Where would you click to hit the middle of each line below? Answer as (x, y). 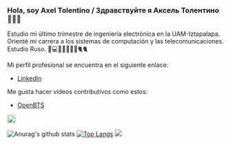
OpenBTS (31, 105)
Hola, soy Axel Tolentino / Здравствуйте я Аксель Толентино (113, 10)
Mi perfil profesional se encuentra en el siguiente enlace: (88, 65)
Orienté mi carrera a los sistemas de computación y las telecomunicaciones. (115, 41)
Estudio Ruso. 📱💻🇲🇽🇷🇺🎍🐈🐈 (48, 49)
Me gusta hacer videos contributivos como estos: (78, 92)
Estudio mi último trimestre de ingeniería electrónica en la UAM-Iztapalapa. (114, 34)
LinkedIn (29, 79)
